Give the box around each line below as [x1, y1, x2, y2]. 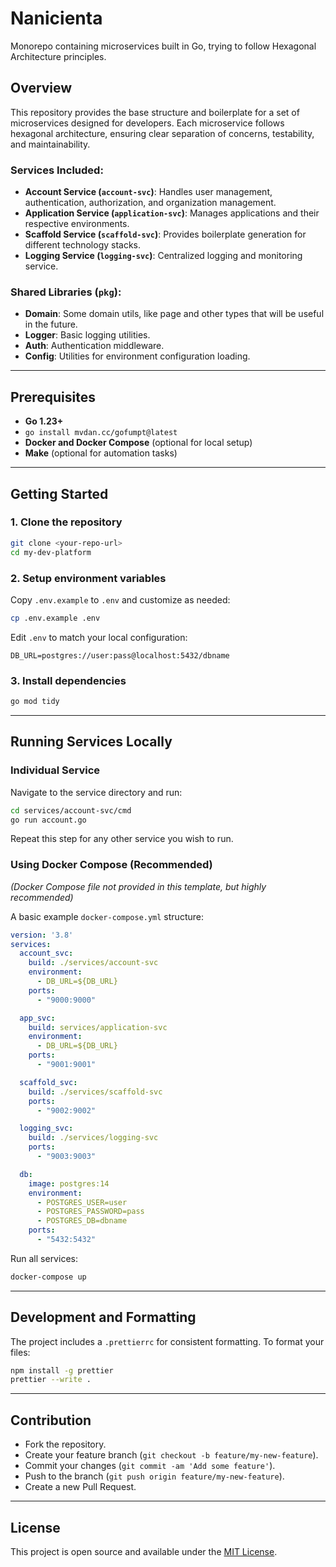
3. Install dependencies [10, 673, 127, 687]
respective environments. [24, 218, 130, 230]
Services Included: [10, 163, 104, 177]
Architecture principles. [10, 50, 107, 62]
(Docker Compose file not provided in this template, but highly [10, 880, 267, 892]
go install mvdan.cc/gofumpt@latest [24, 428, 178, 438]
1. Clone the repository [10, 515, 123, 529]
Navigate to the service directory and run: [10, 786, 183, 798]
